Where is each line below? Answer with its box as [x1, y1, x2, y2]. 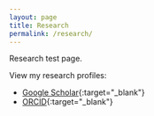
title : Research [9, 21, 69, 30]
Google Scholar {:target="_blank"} [21, 87, 146, 98]
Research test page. [9, 54, 82, 64]
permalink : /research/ [9, 29, 93, 38]
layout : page [9, 12, 58, 22]
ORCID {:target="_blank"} [21, 97, 113, 107]
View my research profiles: [9, 70, 107, 81]
